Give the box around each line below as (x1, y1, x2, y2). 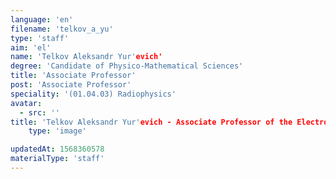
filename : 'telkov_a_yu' (10, 24, 114, 34)
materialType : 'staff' (10, 154, 105, 164)
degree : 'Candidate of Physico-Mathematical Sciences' (10, 61, 244, 71)
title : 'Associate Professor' (10, 71, 137, 81)
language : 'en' (10, 14, 74, 25)
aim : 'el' (10, 42, 52, 53)
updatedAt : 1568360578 (10, 144, 105, 155)
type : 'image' (28, 126, 87, 136)
